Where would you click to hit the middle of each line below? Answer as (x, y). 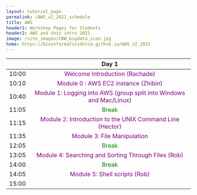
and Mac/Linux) (110, 100)
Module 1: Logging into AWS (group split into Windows (110, 93)
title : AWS (19, 22)
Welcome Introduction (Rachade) (110, 74)
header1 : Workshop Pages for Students (53, 28)
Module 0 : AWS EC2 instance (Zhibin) (110, 83)
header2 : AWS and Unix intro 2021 (48, 33)
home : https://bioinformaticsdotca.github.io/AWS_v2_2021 (78, 45)
